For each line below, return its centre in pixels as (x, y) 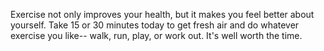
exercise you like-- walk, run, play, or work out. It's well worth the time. (156, 35)
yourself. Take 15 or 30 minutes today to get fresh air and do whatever (155, 25)
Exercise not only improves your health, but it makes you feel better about (162, 14)
